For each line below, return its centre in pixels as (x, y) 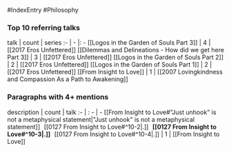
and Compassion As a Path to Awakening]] (68, 79)
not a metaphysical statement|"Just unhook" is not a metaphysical (101, 119)
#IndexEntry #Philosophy (43, 10)
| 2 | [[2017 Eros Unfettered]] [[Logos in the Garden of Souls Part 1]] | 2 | (110, 65)
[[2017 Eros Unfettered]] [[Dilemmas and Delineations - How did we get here (116, 50)
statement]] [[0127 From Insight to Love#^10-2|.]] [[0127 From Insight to (112, 127)
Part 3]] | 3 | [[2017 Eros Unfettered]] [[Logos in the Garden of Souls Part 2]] (115, 57)
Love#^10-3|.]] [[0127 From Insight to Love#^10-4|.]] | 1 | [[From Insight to (113, 134)
